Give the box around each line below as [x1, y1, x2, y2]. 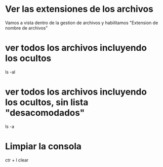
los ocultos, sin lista [5, 97, 88, 108]
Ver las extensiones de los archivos [5, 3, 154, 15]
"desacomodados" [5, 107, 85, 119]
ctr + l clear [5, 157, 29, 163]
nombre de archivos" [5, 25, 48, 31]
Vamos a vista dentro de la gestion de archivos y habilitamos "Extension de [5, 20, 158, 26]
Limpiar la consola [5, 141, 81, 152]
